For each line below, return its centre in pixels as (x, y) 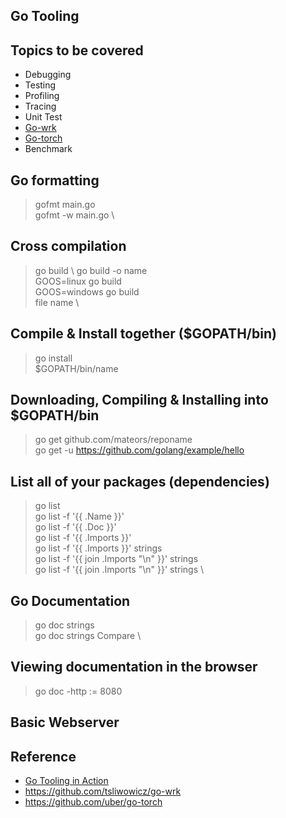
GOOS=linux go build (78, 281)
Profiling (42, 96)
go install (53, 358)
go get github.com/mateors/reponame (113, 440)
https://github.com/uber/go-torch (93, 802)
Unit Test (43, 117)
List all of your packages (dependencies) (140, 481)
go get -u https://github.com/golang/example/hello (139, 450)
